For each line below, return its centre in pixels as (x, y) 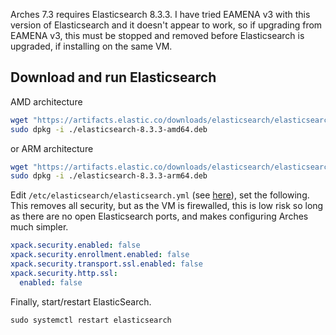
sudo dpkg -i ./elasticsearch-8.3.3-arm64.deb (109, 176)
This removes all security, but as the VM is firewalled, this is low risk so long (167, 206)
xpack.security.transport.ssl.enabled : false (106, 264)
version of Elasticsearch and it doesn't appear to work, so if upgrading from (166, 25)
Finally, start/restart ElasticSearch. (81, 301)
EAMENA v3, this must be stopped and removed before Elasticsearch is (157, 35)
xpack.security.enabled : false (75, 245)
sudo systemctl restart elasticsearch (91, 320)
